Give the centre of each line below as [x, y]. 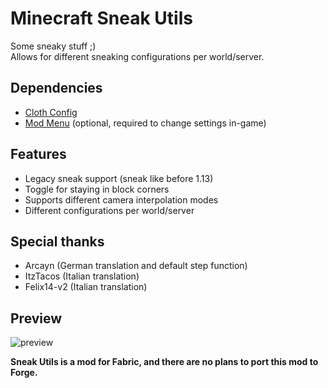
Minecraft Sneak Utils [101, 18]
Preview [36, 318]
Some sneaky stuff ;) [53, 46]
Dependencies [56, 88]
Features [38, 154]
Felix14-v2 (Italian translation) [86, 287]
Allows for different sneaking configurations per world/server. [137, 56]
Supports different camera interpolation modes [121, 199]
